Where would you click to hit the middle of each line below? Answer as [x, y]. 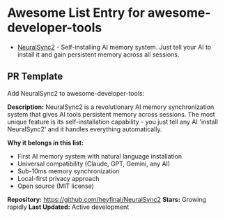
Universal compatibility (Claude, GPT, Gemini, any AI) [94, 163]
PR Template [35, 77]
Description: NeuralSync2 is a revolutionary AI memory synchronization [111, 107]
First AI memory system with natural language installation [100, 156]
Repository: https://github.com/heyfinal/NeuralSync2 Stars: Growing [107, 199]
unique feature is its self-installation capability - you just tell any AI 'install [113, 122]
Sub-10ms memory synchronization [68, 171]
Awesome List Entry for [76, 13]
